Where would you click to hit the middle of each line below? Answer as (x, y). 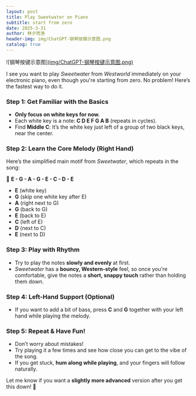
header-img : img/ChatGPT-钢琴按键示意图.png (58, 39)
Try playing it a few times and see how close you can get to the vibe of (101, 350)
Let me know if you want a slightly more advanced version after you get (94, 381)
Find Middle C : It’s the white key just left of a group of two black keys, (99, 127)
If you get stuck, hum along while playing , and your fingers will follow (100, 363)
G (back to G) (31, 210)
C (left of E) (29, 222)
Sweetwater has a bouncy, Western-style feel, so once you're (91, 269)
